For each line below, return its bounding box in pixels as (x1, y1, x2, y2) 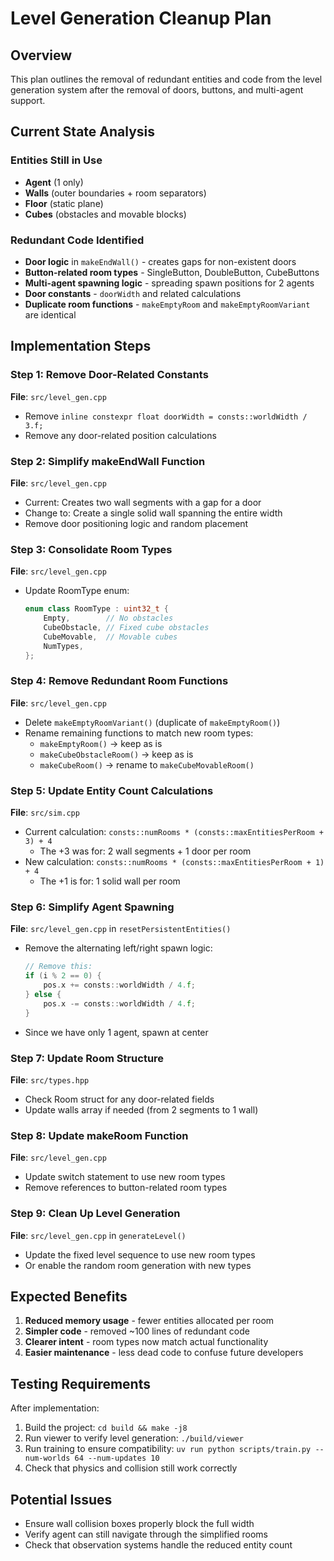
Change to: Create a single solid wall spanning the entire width (24, 507, 283, 519)
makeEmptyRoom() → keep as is (39, 737, 163, 749)
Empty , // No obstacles (43, 613, 174, 624)
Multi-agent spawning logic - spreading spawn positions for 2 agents (24, 277, 315, 289)
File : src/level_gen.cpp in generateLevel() (10, 1229, 187, 1241)
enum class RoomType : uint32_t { (24, 604, 169, 614)
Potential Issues (10, 1491, 113, 1508)
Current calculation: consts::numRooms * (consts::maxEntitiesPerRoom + (24, 826, 324, 838)
